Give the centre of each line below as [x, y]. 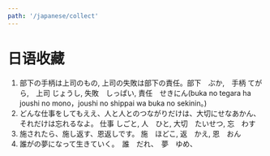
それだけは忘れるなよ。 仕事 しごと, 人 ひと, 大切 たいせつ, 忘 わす [137, 123]
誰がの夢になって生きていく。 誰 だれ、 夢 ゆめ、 [108, 144]
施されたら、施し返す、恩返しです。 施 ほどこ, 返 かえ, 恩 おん [130, 133]
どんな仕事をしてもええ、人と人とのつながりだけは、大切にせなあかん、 [140, 113]
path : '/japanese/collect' [53, 16]
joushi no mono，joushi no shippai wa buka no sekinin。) [113, 103]
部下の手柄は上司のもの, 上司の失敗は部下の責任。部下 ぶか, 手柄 [133, 83]
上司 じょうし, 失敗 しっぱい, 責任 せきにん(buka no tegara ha [144, 93]
